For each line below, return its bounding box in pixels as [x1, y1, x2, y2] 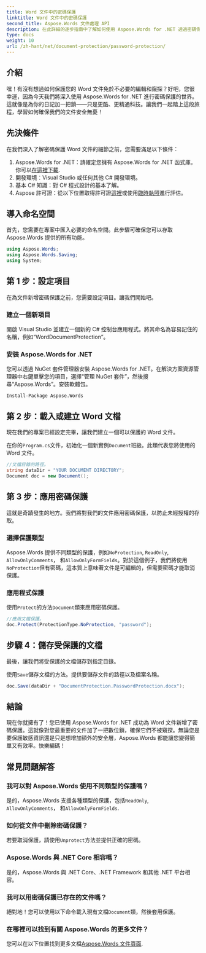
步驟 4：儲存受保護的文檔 [6, 640, 103, 651]
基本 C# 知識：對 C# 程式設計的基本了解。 [15, 181, 123, 189]
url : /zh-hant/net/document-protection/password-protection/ [6, 44, 166, 50]
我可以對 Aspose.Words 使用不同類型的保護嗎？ [6, 782, 149, 790]
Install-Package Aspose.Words [6, 393, 84, 399]
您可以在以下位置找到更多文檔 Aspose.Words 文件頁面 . [6, 940, 143, 947]
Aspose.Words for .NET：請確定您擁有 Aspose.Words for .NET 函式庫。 [15, 158, 196, 166]
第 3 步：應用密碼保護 [6, 492, 88, 502]
